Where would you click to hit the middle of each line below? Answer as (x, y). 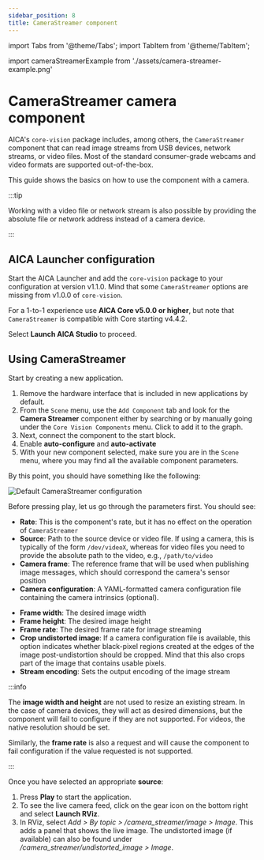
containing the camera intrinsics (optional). (89, 598)
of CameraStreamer (49, 530)
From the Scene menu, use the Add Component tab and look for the (125, 410)
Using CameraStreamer (67, 359)
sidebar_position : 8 (42, 15)
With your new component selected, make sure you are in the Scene (129, 452)
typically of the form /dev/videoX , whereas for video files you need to (132, 547)
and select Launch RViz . (59, 814)
